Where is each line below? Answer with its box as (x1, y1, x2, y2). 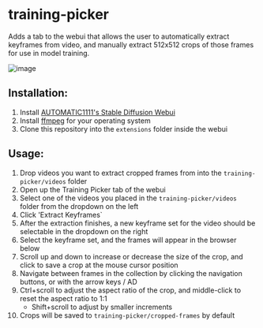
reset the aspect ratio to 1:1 (19, 293, 108, 303)
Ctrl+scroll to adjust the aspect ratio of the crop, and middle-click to (19, 285, 242, 295)
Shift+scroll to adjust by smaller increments (31, 302, 173, 311)
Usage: (8, 147, 45, 161)
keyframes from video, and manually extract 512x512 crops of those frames (8, 39, 254, 49)
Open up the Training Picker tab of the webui (19, 184, 166, 194)
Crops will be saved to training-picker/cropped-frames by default (19, 310, 235, 320)
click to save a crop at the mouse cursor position (19, 260, 179, 270)
